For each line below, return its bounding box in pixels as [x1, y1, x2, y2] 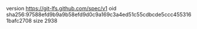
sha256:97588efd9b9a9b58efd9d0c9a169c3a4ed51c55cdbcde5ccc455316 [6, 11, 192, 18]
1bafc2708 [6, 17, 32, 24]
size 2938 [33, 17, 58, 24]
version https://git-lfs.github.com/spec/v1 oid [6, 5, 117, 12]
